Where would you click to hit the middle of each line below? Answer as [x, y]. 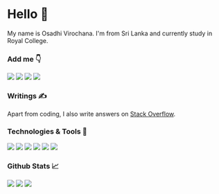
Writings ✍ [27, 96]
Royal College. [28, 40]
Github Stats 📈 [33, 166]
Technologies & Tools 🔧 [47, 132]
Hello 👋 [28, 14]
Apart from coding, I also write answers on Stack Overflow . [91, 114]
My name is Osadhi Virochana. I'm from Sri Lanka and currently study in [110, 33]
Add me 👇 [24, 59]
